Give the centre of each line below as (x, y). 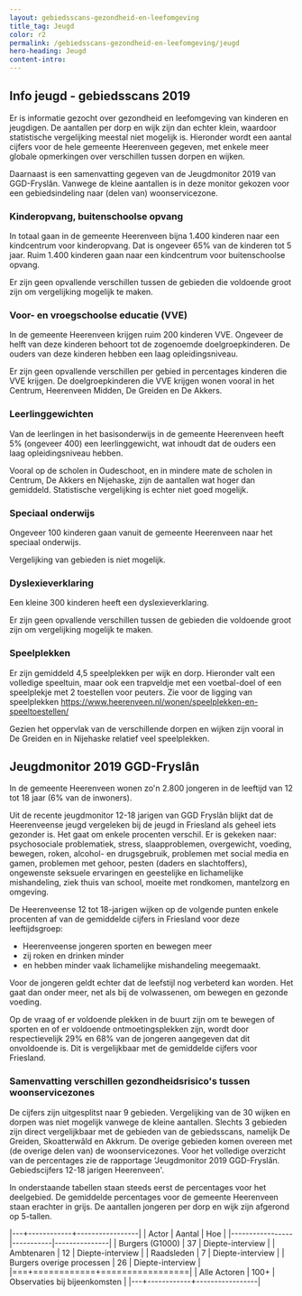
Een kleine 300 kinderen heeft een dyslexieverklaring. (109, 603)
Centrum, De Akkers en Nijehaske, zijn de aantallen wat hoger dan (132, 480)
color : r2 (28, 34)
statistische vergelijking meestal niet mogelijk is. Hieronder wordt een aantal (151, 137)
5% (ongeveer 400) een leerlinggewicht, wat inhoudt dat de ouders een (143, 443)
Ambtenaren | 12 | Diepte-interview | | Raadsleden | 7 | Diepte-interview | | (147, 1253)
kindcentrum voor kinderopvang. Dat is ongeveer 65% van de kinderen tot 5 (151, 245)
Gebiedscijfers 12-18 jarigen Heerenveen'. (87, 1170)
